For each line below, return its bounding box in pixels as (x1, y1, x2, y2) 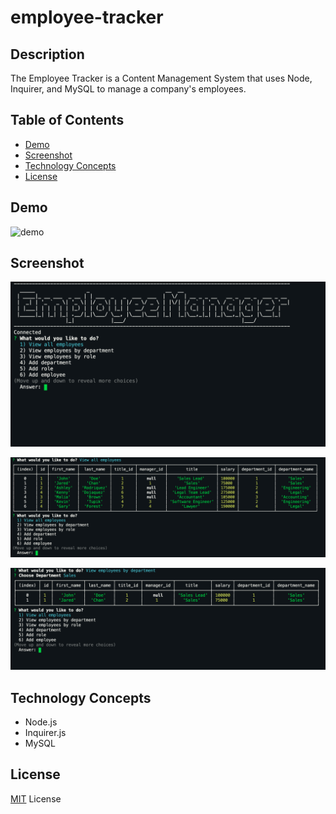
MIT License (10, 792, 62, 805)
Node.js (24, 716, 58, 728)
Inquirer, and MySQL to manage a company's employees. (10, 83, 247, 95)
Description (10, 46, 85, 63)
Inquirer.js (24, 726, 67, 738)
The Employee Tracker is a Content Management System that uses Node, (10, 72, 313, 84)
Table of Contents (10, 112, 125, 129)
